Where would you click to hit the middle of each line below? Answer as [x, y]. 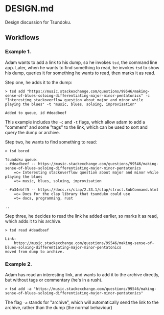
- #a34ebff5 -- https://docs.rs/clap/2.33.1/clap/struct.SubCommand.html [82, 190]
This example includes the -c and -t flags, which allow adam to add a [75, 122]
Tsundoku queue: [22, 159]
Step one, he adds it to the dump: [39, 82]
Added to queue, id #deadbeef [36, 113]
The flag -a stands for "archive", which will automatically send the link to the [82, 302]
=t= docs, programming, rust [44, 198]
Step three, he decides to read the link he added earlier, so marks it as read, [82, 216]
